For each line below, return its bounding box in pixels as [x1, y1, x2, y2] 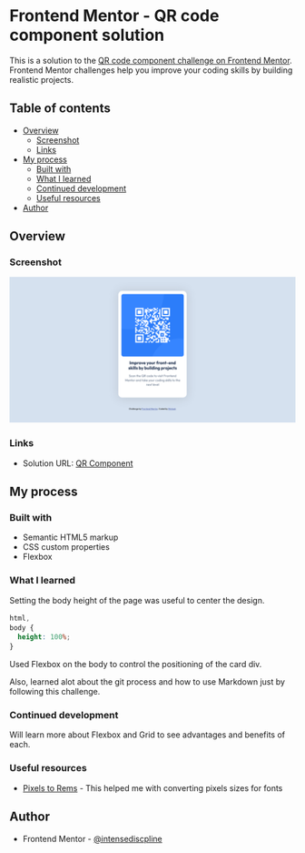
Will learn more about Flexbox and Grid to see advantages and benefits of [9, 729, 286, 740]
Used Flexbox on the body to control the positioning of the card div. [9, 659, 262, 670]
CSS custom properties [22, 542, 111, 553]
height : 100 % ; [17, 633, 71, 642]
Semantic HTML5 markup [22, 532, 119, 543]
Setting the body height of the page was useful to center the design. [9, 594, 265, 605]
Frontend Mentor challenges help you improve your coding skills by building [9, 65, 293, 76]
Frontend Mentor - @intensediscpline [22, 833, 162, 844]
